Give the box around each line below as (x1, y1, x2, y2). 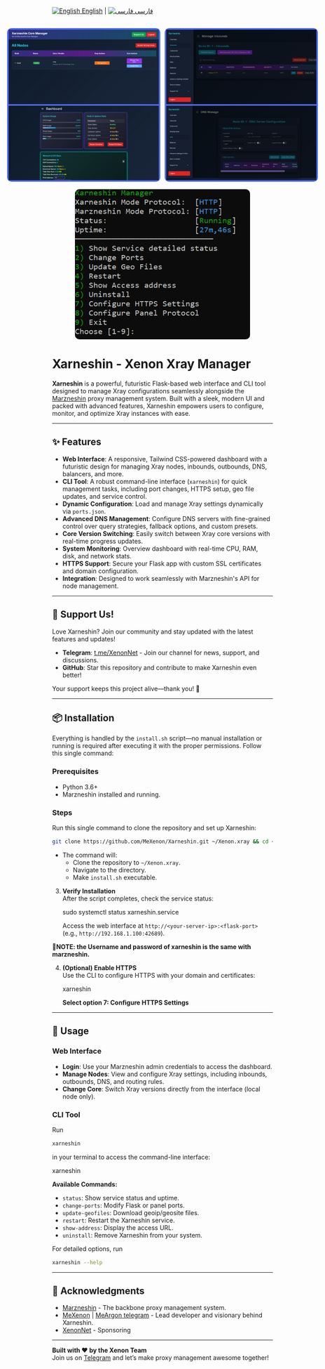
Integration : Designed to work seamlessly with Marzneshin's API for (62, 574, 260, 582)
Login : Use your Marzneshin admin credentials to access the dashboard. (62, 1062, 272, 1070)
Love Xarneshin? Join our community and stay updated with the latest (52, 627, 254, 636)
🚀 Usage (52, 1026, 89, 1037)
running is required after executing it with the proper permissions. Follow (52, 742, 262, 750)
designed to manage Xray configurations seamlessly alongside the (52, 387, 244, 395)
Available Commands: (52, 1180, 118, 1188)
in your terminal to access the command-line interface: (52, 1153, 211, 1161)
